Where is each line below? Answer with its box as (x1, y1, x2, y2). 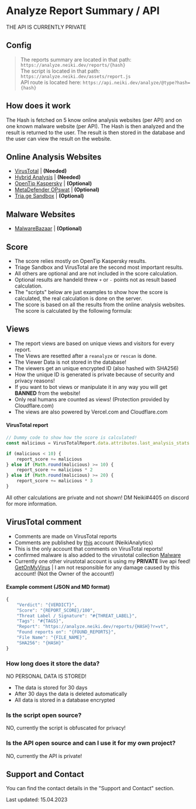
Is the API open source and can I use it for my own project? (6, 739, 176, 747)
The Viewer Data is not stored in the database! (14, 359, 127, 366)
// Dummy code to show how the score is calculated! (6, 435, 137, 441)
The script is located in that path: (20, 67, 101, 74)
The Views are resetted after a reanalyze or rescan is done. (14, 352, 157, 359)
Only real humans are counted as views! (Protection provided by (14, 395, 170, 402)
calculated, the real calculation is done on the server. (14, 295, 142, 302)
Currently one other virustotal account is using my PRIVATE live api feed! (14, 558, 191, 565)
